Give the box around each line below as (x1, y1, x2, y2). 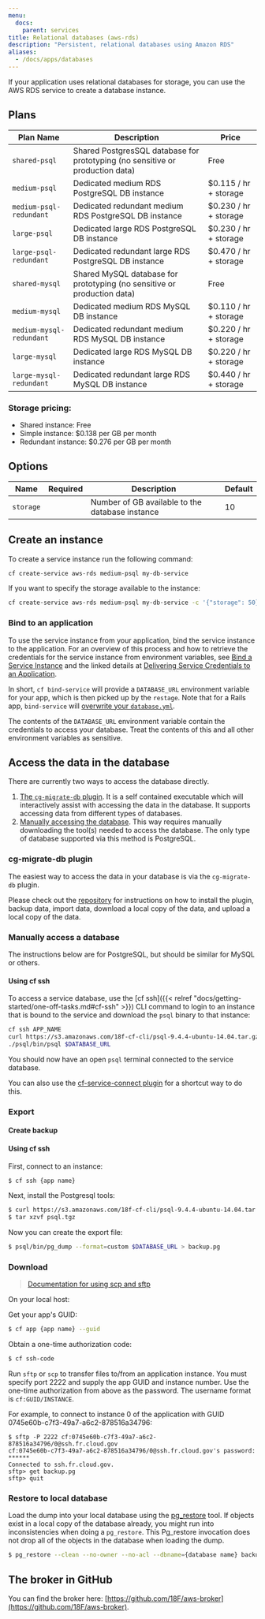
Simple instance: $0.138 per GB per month (19, 428, 157, 438)
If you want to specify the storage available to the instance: (8, 584, 201, 593)
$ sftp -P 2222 (8, 1433, 58, 1442)
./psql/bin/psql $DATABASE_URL (8, 1040, 111, 1049)
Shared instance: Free (19, 420, 91, 430)
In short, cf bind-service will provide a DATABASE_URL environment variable (8, 684, 250, 694)
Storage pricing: (8, 402, 72, 413)
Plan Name (17, 132, 60, 143)
